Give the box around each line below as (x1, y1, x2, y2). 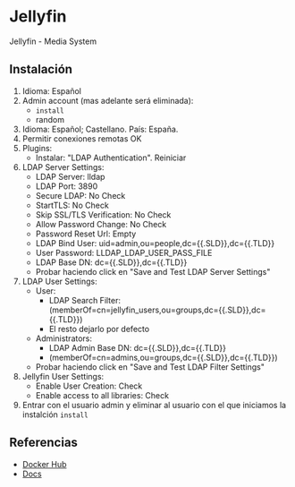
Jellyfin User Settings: (21, 371, 105, 381)
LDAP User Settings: (21, 276, 98, 286)
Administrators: (35, 333, 92, 344)
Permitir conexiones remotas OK (21, 132, 142, 144)
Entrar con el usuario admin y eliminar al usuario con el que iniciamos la (21, 399, 287, 410)
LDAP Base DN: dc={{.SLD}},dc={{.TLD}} (35, 257, 188, 268)
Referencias (9, 435, 79, 450)
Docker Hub (21, 458, 67, 469)
